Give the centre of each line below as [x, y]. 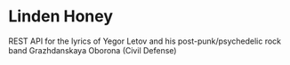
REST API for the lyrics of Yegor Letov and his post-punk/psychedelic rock [145, 41]
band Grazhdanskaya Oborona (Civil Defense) [93, 50]
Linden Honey [60, 16]
